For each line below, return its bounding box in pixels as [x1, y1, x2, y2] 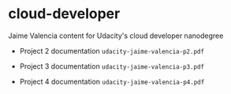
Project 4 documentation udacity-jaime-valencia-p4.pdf [19, 77, 205, 86]
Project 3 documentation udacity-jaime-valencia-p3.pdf [19, 61, 205, 71]
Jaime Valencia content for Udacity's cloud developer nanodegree [8, 31, 224, 40]
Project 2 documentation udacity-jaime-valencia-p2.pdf [19, 46, 205, 55]
